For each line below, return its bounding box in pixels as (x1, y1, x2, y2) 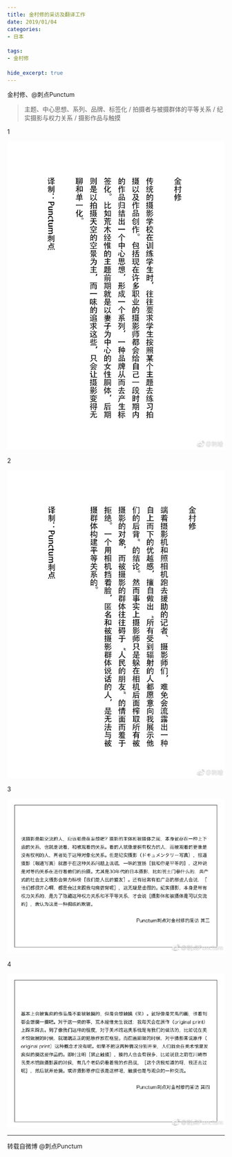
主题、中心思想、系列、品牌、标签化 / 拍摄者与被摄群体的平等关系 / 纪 (23, 104, 223, 113)
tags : (7, 48, 23, 55)
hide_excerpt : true (7, 69, 64, 76)
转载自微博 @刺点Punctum (7, 1142, 83, 1151)
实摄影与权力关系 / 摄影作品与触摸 (23, 113, 121, 122)
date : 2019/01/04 (7, 18, 57, 26)
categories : (7, 26, 41, 33)
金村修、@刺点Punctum (7, 90, 75, 98)
